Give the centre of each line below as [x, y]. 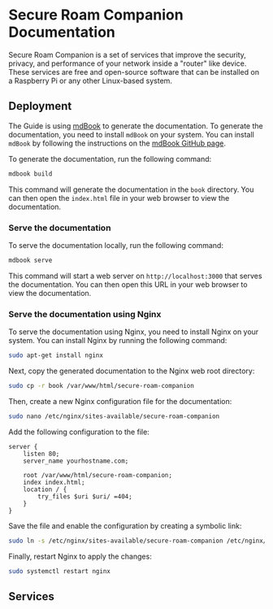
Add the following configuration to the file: [79, 432]
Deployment [40, 106]
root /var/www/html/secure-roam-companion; [98, 475]
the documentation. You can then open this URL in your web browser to [128, 284]
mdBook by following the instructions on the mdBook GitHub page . [117, 143]
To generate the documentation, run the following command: [110, 159]
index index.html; [54, 482]
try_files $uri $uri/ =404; [85, 496]
